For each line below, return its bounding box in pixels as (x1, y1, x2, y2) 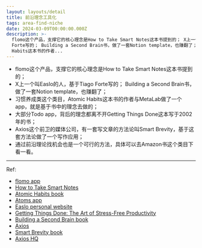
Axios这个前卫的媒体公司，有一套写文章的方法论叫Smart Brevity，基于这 (14, 125, 194, 132)
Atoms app (14, 196, 42, 203)
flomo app (14, 177, 41, 184)
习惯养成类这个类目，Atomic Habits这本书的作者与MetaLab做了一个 (14, 95, 182, 102)
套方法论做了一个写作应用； (14, 133, 84, 140)
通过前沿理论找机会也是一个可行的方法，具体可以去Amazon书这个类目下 (14, 140, 194, 147)
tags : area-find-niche (6, 20, 63, 26)
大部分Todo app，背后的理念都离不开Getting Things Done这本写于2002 (14, 110, 192, 117)
